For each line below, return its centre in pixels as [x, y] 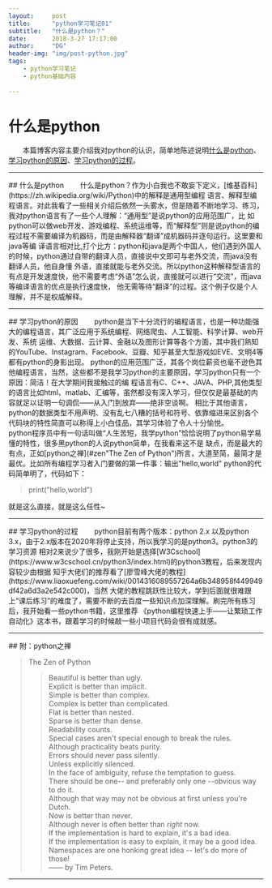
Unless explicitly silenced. [91, 764]
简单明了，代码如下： [51, 474]
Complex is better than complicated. [109, 704]
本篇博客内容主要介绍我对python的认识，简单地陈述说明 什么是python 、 [142, 150]
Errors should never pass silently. [104, 756]
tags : [17, 62]
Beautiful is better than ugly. [96, 678]
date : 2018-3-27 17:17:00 [63, 39]
